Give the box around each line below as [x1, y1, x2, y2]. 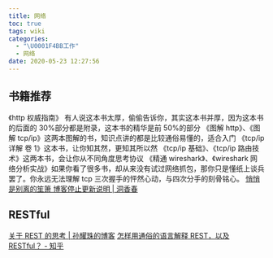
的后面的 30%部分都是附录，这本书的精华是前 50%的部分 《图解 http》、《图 [8, 123, 261, 133]
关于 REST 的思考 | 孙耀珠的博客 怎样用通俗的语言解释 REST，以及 [8, 230, 230, 240]
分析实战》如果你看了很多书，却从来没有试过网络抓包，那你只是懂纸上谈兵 [15, 164, 265, 173]
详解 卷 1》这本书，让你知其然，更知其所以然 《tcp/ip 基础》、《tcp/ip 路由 [8, 143, 253, 153]
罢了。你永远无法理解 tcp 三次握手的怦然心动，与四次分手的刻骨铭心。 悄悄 [8, 173, 260, 183]
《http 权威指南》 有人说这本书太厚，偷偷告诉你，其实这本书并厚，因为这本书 [8, 112, 264, 122]
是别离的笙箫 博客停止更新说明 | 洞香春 [8, 184, 138, 194]
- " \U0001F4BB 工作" [15, 42, 80, 50]
